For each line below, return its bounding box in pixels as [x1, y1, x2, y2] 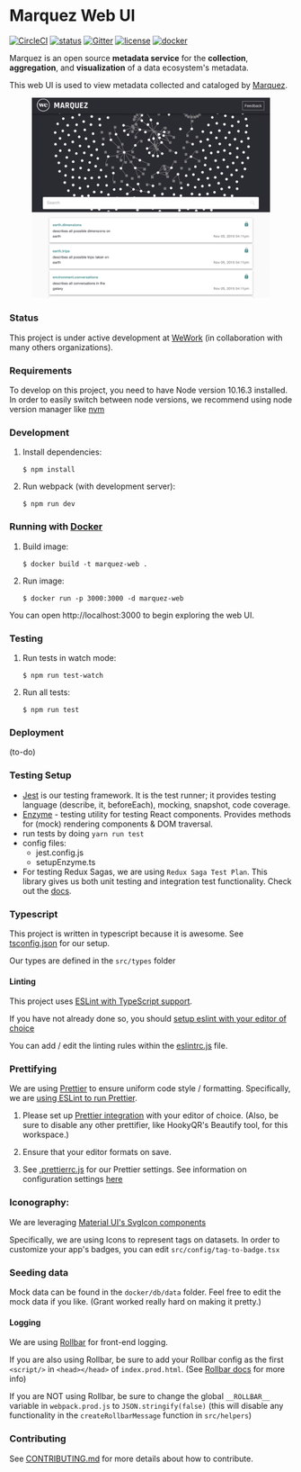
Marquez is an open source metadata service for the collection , [9, 52, 249, 63]
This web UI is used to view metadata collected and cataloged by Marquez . [9, 79, 288, 90]
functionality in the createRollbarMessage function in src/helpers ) [9, 1410, 252, 1421]
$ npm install [22, 465, 75, 474]
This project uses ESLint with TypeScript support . [9, 996, 193, 1007]
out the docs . [22, 885, 72, 896]
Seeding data [9, 1266, 69, 1278]
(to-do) [9, 746, 36, 757]
